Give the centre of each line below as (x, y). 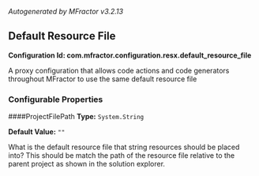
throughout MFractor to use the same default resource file (103, 79)
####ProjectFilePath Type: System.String (76, 117)
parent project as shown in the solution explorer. (87, 164)
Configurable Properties (56, 99)
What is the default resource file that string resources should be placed (124, 147)
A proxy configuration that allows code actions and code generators (119, 70)
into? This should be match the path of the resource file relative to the (122, 155)
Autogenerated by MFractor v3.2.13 (66, 11)
